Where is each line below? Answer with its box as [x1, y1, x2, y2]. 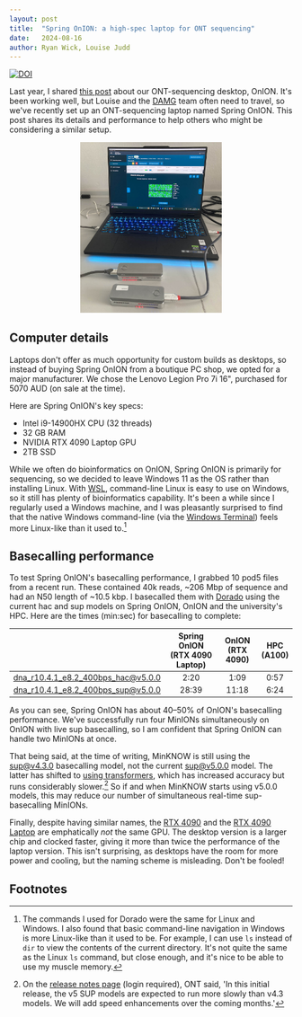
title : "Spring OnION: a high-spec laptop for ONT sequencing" [9, 23, 255, 33]
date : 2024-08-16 [9, 33, 83, 42]
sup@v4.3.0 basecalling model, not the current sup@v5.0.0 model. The [9, 760, 273, 771]
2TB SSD [22, 446, 57, 457]
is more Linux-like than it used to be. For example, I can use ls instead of [22, 933, 293, 943]
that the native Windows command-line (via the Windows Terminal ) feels [9, 511, 279, 522]
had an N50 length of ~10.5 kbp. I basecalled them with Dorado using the [9, 591, 280, 602]
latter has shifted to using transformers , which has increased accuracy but [9, 769, 285, 781]
